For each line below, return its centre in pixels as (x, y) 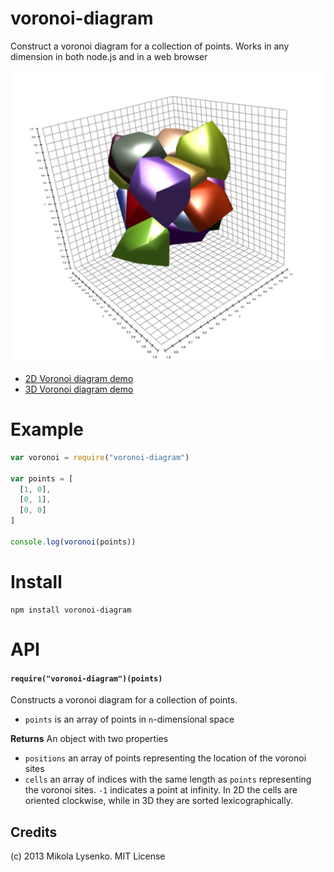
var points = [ (42, 478)
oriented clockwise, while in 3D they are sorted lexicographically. (158, 801)
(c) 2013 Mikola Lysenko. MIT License (88, 856)
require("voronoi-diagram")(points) (86, 678)
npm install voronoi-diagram (71, 610)
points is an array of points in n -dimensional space (129, 719)
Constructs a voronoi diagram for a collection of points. (124, 700)
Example (47, 429)
